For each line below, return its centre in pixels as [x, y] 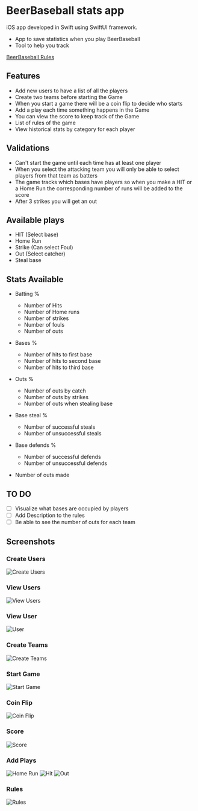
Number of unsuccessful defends [65, 463]
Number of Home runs [52, 312]
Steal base [28, 260]
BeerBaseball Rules [30, 57]
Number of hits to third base [59, 367]
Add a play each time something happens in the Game [82, 110]
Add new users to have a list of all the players [71, 91]
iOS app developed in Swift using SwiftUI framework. [72, 27]
